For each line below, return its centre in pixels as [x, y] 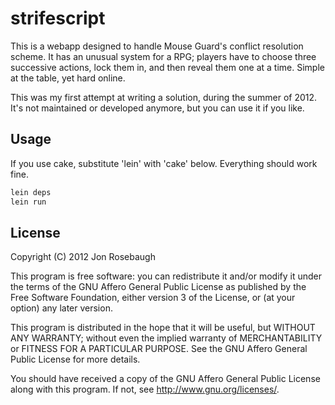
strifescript [58, 18]
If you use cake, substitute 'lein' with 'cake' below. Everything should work [164, 163]
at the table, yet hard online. [68, 78]
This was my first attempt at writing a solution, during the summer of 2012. [164, 97]
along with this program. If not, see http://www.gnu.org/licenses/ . [145, 389]
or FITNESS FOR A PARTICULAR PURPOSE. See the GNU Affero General [159, 349]
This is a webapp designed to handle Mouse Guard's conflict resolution [157, 46]
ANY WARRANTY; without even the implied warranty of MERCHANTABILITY [166, 338]
